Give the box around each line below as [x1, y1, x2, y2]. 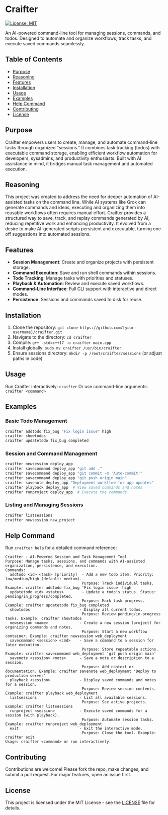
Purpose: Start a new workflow [81, 629, 147, 635]
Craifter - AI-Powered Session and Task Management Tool [5, 555, 127, 560]
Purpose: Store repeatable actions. [81, 647, 158, 652]
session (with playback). [5, 713, 59, 718]
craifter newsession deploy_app [5, 462, 73, 467]
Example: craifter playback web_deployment [5, 691, 98, 696]
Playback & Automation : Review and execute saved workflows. [12, 281, 145, 287]
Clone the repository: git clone [12, 324, 78, 330]
